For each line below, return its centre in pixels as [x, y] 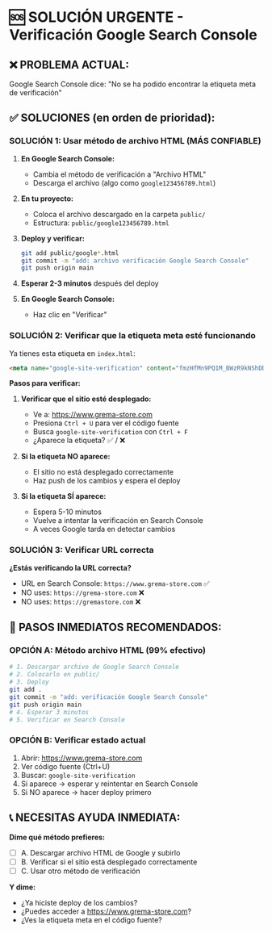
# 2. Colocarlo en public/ [54, 675]
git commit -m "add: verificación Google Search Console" [109, 697]
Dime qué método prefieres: [57, 837]
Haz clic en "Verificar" [70, 315]
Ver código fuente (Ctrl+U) [65, 766]
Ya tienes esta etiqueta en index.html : [72, 353]
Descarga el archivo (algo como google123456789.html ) [124, 182]
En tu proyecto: [47, 199]
